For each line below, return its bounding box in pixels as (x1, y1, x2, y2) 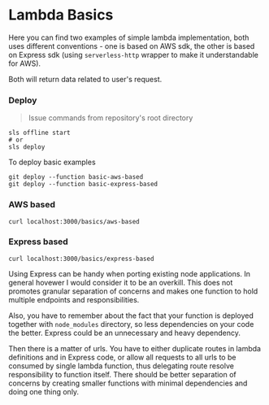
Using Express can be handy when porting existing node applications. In (8, 268, 250, 278)
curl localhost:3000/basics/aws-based (8, 217, 140, 225)
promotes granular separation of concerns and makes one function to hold (8, 286, 258, 296)
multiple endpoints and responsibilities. (8, 294, 140, 304)
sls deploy (8, 143, 46, 151)
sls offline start (8, 128, 71, 137)
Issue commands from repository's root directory (28, 113, 193, 123)
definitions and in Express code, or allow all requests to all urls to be (8, 352, 236, 362)
